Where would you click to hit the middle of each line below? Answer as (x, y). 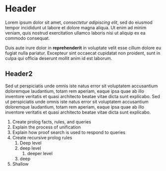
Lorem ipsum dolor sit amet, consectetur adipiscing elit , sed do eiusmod (79, 22)
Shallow (20, 164)
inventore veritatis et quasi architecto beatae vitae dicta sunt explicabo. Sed (83, 96)
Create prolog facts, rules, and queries (52, 121)
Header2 (19, 74)
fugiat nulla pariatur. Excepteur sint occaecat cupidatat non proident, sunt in (83, 53)
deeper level (40, 153)
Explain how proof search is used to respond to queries (69, 132)
